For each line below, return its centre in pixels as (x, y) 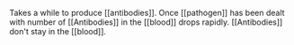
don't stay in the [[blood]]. (58, 31)
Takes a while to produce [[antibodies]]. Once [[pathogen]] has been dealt (147, 13)
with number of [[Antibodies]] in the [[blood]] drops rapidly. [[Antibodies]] (146, 22)
